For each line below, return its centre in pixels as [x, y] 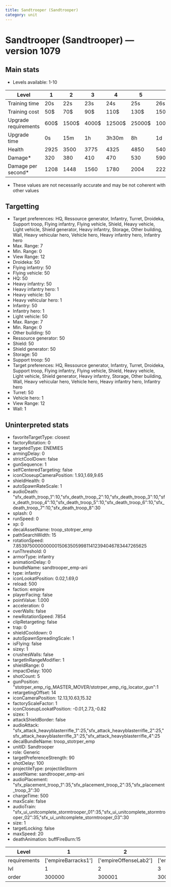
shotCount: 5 [26, 676]
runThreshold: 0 [30, 551]
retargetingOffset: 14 [34, 693]
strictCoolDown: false [35, 459]
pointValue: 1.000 [31, 600]
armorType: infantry [33, 557]
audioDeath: [25, 492]
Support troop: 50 [31, 360]
